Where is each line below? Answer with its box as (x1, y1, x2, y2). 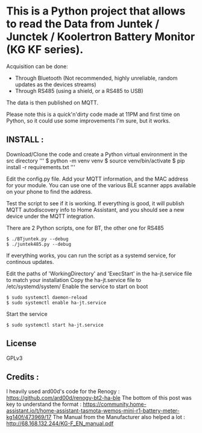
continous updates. (6, 258, 54, 265)
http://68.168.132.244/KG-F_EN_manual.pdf (6, 420, 114, 427)
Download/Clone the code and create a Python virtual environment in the (6, 150, 188, 158)
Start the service (6, 310, 48, 318)
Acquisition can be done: (6, 62, 68, 70)
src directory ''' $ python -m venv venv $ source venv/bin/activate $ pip (6, 157, 185, 164)
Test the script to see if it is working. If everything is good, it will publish (6, 199, 185, 207)
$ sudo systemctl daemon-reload (6, 294, 87, 300)
